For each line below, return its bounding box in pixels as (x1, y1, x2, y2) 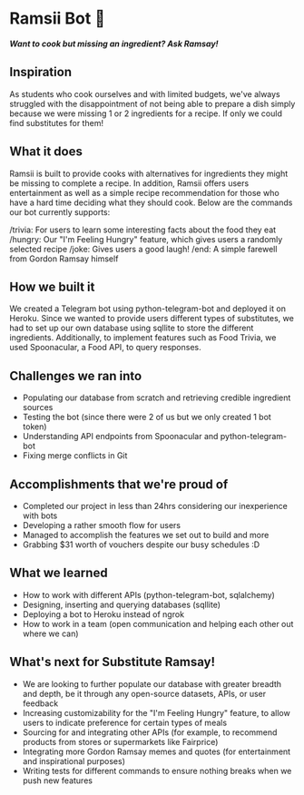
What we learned (9, 565, 108, 581)
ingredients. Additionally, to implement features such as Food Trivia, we (9, 332, 277, 343)
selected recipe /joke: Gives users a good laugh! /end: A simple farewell (9, 243, 278, 254)
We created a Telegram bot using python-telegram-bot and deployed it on (9, 303, 286, 314)
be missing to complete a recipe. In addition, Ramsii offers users (9, 177, 250, 189)
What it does (9, 144, 83, 160)
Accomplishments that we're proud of (9, 476, 229, 492)
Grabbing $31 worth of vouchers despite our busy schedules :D (22, 539, 260, 550)
